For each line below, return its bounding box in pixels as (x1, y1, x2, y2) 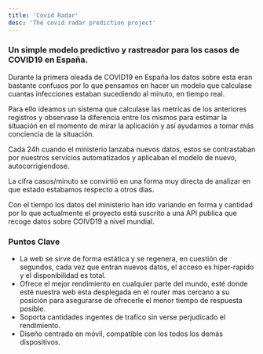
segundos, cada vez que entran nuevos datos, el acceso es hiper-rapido (19, 262, 254, 272)
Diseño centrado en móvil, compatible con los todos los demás (19, 329, 224, 338)
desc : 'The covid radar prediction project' (8, 19, 156, 27)
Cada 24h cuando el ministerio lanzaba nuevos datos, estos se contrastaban (8, 144, 256, 154)
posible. (19, 304, 46, 314)
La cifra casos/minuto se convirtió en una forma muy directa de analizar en (8, 176, 251, 185)
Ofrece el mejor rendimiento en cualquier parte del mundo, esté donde (19, 279, 249, 289)
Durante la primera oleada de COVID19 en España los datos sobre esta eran (8, 72, 253, 82)
